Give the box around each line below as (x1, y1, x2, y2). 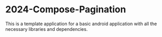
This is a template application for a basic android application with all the (5, 21, 157, 27)
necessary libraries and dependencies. (5, 26, 88, 32)
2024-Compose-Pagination (5, 4, 126, 15)
